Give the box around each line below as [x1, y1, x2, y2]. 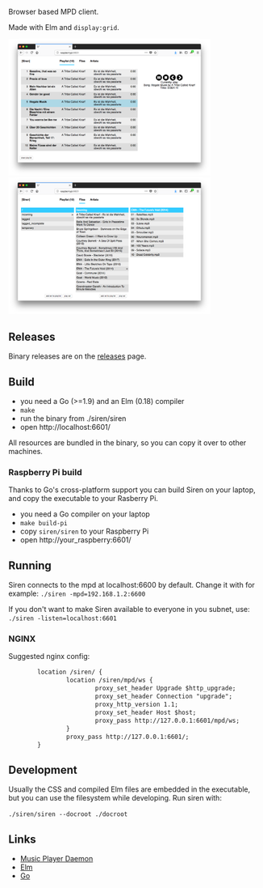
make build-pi [19, 520, 68, 528]
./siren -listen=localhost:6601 [8, 614, 117, 622]
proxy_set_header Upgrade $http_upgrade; [94, 684, 236, 693]
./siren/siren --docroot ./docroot [8, 810, 128, 818]
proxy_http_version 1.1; [94, 700, 179, 709]
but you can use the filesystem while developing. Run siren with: [8, 793, 222, 803]
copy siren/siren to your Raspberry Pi [19, 526, 149, 537]
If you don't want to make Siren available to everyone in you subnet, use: [8, 605, 250, 614]
